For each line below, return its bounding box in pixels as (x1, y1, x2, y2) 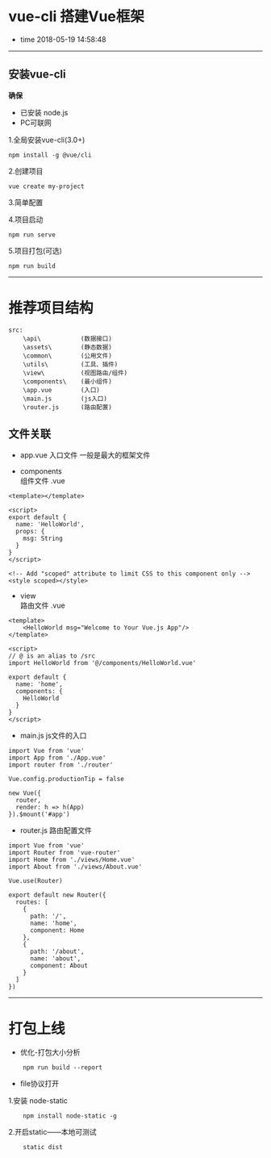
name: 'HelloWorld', (15, 520, 85, 529)
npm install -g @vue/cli (8, 151, 92, 159)
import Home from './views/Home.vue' (8, 855, 135, 863)
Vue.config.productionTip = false (8, 775, 125, 783)
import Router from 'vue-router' (8, 848, 121, 856)
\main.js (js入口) (23, 395, 107, 403)
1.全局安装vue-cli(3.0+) (8, 135, 85, 144)
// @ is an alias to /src (8, 651, 95, 660)
